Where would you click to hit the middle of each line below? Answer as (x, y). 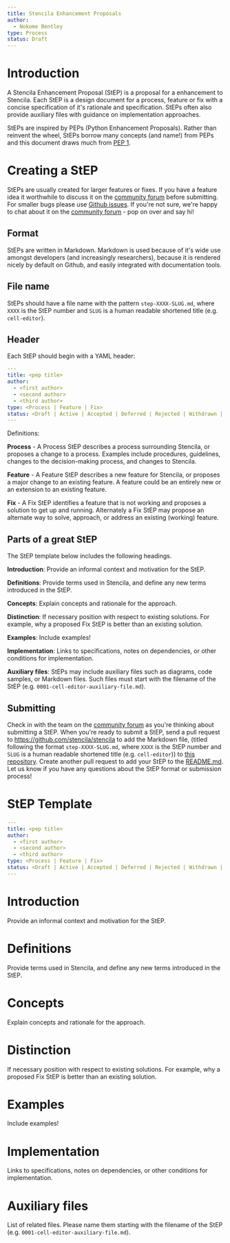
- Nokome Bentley (38, 26)
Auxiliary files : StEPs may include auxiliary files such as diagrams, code (109, 672)
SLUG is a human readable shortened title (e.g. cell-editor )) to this (101, 754)
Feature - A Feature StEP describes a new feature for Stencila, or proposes (114, 475)
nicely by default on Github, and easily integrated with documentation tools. (114, 265)
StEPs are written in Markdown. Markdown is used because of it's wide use (114, 250)
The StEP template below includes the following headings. (90, 556)
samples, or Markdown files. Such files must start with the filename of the (112, 679)
